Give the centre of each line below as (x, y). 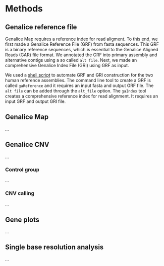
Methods (24, 9)
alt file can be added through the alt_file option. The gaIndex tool (76, 91)
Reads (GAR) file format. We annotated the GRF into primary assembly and (81, 55)
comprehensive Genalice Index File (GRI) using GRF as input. (67, 65)
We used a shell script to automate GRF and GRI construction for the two (79, 75)
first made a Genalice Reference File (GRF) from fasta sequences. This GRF (82, 44)
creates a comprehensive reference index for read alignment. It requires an (82, 96)
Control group (22, 170)
